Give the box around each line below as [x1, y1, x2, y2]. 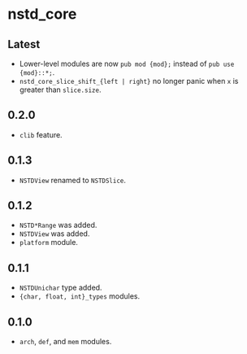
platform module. [19, 238, 79, 247]
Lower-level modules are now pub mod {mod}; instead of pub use [19, 59, 235, 68]
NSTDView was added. [19, 229, 90, 238]
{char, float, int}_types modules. [19, 291, 141, 301]
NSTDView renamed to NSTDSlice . [19, 175, 127, 185]
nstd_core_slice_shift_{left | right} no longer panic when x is [19, 76, 239, 85]
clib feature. [19, 129, 63, 139]
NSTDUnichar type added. [19, 282, 102, 293]
